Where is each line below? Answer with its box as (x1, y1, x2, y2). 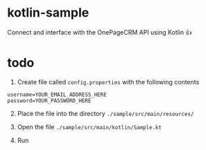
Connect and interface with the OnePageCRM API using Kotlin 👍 (7, 28, 192, 36)
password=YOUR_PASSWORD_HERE (7, 97, 92, 104)
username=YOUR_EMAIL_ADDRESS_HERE (7, 91, 108, 98)
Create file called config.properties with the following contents (17, 77, 200, 86)
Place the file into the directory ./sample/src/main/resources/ (17, 109, 194, 118)
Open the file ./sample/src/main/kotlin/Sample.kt (17, 122, 162, 131)
